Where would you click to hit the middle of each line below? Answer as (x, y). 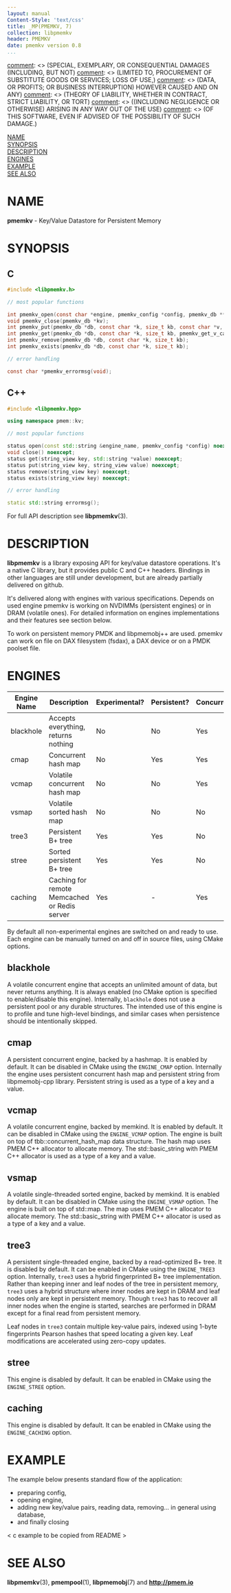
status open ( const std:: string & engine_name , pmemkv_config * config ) (109, 446)
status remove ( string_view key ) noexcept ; (69, 472)
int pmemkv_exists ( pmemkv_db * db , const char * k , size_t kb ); (98, 347)
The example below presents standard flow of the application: (95, 1479)
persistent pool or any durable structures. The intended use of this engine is (115, 1006)
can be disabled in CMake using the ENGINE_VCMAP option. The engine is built (115, 1134)
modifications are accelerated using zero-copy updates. (87, 1342)
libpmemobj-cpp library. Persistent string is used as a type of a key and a (111, 1081)
